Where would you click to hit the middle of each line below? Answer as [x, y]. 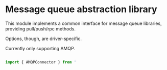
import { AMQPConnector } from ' [41, 62]
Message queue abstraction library [81, 9]
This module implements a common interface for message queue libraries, [83, 23]
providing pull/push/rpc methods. [40, 28]
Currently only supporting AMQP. [40, 48]
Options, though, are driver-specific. [44, 39]
